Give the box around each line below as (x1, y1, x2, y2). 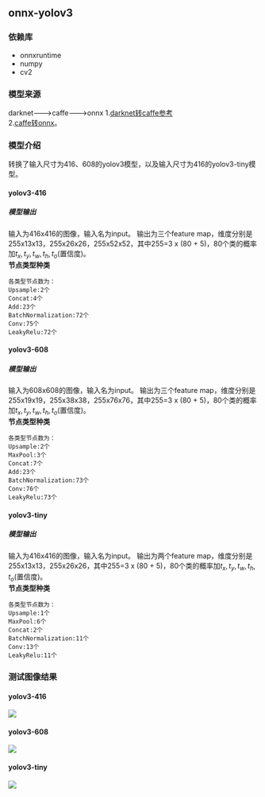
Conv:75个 (8, 320, 40, 328)
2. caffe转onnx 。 (8, 118, 62, 127)
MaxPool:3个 (8, 451, 47, 459)
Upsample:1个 (8, 609, 50, 617)
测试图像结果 (8, 671, 58, 682)
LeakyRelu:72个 (8, 328, 57, 336)
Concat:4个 (8, 294, 44, 302)
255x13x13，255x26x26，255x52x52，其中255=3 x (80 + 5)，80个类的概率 (8, 239, 258, 248)
